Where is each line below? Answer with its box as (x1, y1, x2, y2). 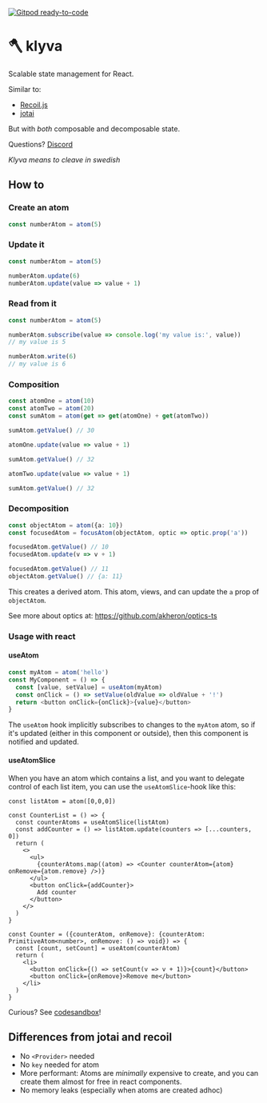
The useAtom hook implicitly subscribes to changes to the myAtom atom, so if (8, 720, 256, 729)
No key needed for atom (19, 1060, 100, 1069)
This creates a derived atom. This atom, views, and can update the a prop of (8, 586, 260, 596)
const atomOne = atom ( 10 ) (8, 397, 94, 406)
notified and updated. (8, 737, 80, 747)
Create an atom (8, 202, 70, 214)
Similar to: (8, 84, 42, 94)
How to (8, 178, 45, 192)
